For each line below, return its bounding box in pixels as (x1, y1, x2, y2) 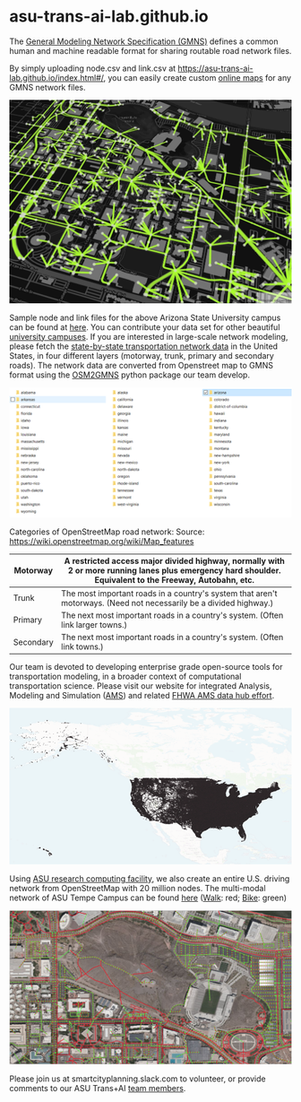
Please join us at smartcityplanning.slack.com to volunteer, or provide (9, 1073, 266, 1084)
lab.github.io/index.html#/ (9, 72, 105, 82)
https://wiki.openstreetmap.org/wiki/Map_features (9, 535, 194, 546)
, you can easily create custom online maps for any (103, 72, 292, 82)
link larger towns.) (61, 619, 128, 629)
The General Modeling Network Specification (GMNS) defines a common (9, 36, 279, 47)
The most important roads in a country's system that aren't (61, 587, 278, 598)
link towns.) (61, 641, 105, 652)
